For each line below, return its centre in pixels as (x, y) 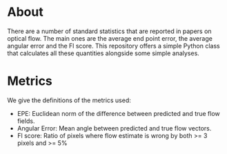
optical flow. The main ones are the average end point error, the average (110, 38)
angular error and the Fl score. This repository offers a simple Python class (113, 46)
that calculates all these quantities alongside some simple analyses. (103, 53)
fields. (26, 121)
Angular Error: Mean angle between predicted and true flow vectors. (114, 128)
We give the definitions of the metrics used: (69, 100)
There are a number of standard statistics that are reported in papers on (109, 31)
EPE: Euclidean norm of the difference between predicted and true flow (119, 113)
